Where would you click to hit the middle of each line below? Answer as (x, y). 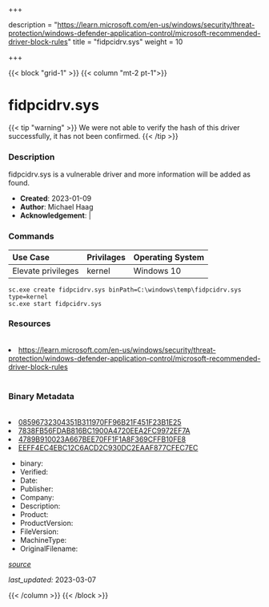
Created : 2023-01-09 (56, 198)
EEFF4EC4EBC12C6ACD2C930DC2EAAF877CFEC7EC (108, 448)
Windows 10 (157, 271)
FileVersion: (39, 532)
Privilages (106, 257)
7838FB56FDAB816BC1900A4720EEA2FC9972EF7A (104, 431)
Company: (37, 498)
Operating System (169, 257)
